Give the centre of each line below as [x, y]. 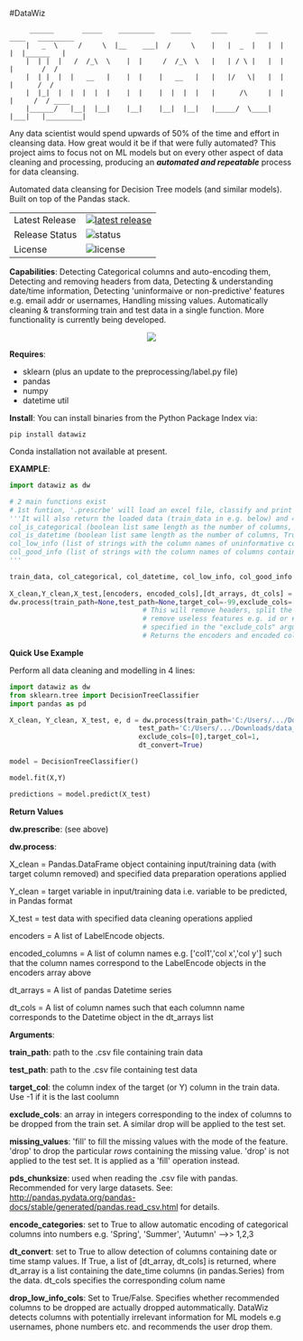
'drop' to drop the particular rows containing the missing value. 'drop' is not [150, 1150]
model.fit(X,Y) [38, 778]
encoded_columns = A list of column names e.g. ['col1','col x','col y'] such [146, 953]
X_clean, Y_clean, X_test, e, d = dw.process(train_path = [120, 720]
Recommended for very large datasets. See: [91, 1187]
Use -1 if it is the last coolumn [64, 1096]
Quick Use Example [46, 652]
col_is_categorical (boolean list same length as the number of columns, [151, 527]
